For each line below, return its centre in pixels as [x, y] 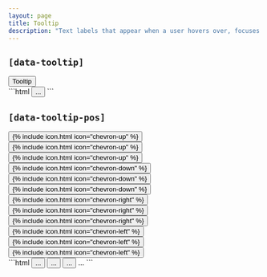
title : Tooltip [34, 23]
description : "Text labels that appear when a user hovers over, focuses [134, 31]
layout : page [30, 16]
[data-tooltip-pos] [57, 117]
